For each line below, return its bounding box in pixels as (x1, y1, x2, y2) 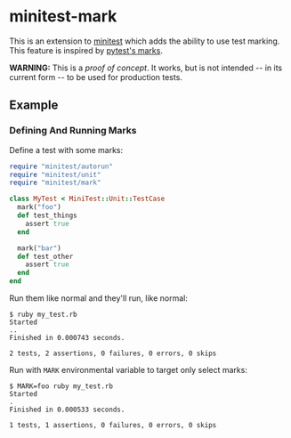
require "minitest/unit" (9, 170, 101, 179)
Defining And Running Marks (9, 125, 137, 137)
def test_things (17, 211, 77, 220)
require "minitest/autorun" (9, 162, 114, 171)
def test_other (17, 252, 74, 261)
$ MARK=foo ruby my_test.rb (9, 382, 114, 391)
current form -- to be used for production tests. (9, 71, 182, 82)
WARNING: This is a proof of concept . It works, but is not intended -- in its (9, 62, 283, 73)
